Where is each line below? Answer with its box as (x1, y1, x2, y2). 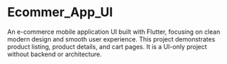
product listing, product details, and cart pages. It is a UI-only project (7, 42, 207, 51)
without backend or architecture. (7, 50, 102, 58)
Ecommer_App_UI (7, 4, 113, 20)
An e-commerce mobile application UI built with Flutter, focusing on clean (7, 27, 221, 36)
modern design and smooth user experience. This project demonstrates (7, 34, 216, 43)
